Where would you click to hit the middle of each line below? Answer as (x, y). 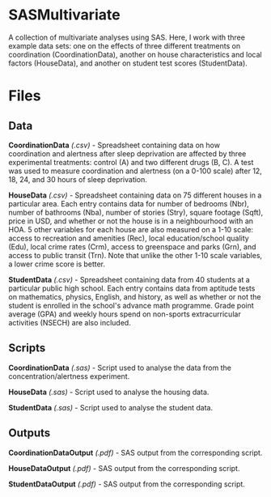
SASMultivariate (64, 15)
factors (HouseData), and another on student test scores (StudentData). (128, 63)
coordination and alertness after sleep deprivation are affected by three (127, 153)
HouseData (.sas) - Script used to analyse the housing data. (109, 392)
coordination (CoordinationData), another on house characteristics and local (135, 54)
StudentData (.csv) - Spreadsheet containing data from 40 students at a (129, 279)
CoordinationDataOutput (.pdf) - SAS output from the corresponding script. (135, 452)
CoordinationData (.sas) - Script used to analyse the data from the (120, 367)
